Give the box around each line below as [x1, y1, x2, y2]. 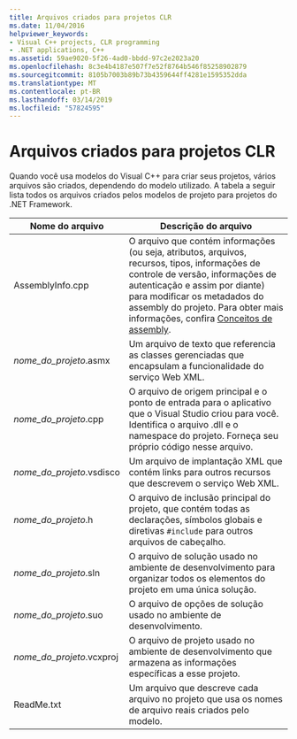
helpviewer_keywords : [9, 29, 89, 38]
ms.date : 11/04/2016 [9, 21, 86, 30]
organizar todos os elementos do [128, 573, 266, 585]
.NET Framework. [9, 199, 72, 210]
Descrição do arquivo [159, 220, 253, 233]
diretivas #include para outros [128, 525, 254, 537]
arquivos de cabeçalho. [128, 536, 226, 549]
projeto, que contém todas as [128, 503, 250, 515]
